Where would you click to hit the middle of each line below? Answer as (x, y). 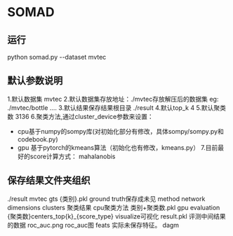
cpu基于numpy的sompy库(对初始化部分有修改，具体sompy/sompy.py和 (121, 131)
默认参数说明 (35, 81)
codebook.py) (38, 139)
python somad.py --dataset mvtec (57, 57)
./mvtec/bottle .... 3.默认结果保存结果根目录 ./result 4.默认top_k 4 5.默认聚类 (117, 107)
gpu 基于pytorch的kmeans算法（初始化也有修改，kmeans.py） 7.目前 (118, 147)
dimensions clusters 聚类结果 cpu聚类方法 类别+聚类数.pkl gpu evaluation (114, 207)
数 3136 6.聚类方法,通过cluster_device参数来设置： (81, 116)
